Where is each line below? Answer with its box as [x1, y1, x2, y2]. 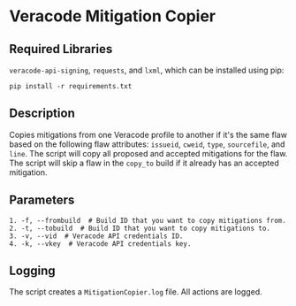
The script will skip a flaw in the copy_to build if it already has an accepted [9, 157, 280, 168]
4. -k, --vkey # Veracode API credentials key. [9, 239, 192, 249]
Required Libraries [9, 42, 113, 57]
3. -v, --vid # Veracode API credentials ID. [9, 232, 184, 241]
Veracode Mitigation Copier [9, 6, 216, 27]
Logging [9, 264, 56, 279]
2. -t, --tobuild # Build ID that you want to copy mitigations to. [9, 224, 271, 233]
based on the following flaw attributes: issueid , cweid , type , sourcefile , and [9, 139, 285, 149]
